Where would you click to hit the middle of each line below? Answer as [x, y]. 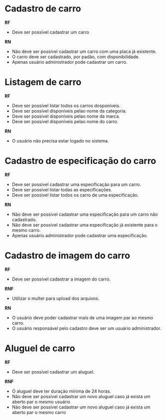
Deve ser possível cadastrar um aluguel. [53, 372]
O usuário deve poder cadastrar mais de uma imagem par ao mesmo [82, 317]
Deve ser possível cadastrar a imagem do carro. [61, 279]
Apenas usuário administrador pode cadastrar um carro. [70, 62]
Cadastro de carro [43, 9]
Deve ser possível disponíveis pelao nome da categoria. [69, 111]
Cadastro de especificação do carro [81, 161]
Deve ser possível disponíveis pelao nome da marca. [66, 116]
